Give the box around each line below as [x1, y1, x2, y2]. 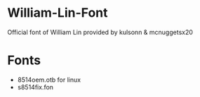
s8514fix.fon [17, 82, 54, 91]
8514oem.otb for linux [17, 75, 81, 84]
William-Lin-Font [7, 5, 108, 21]
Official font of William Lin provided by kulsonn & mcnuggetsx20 [7, 28, 193, 36]
